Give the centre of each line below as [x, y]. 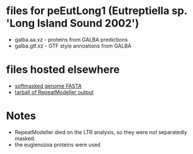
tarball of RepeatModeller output [54, 92]
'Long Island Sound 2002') [73, 23]
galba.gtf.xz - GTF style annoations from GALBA [73, 46]
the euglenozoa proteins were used [58, 145]
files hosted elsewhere [63, 70]
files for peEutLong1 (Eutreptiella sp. [96, 11]
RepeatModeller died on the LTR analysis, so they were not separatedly [101, 132]
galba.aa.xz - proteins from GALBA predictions [71, 39]
